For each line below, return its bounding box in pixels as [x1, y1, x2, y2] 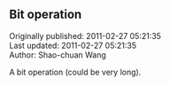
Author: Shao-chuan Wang [9, 49, 106, 60]
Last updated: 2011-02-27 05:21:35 [9, 40, 137, 51]
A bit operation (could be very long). [9, 66, 142, 77]
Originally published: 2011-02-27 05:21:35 [9, 30, 162, 41]
